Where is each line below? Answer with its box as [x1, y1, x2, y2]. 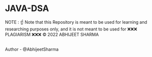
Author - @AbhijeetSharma [5, 46, 59, 52]
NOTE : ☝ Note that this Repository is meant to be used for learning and [5, 19, 147, 25]
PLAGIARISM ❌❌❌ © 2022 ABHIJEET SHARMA [5, 31, 99, 37]
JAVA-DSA [5, 3, 49, 14]
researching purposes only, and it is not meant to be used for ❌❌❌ [5, 26, 138, 32]
